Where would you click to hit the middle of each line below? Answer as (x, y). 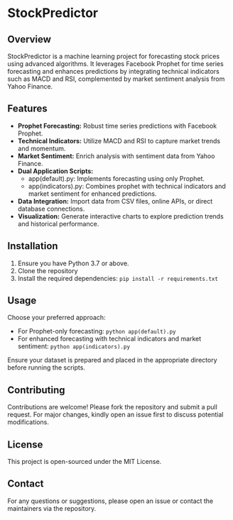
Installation (33, 246)
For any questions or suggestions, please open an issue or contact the (110, 501)
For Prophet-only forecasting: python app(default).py (97, 331)
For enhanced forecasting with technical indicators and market (109, 339)
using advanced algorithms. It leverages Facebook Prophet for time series (115, 64)
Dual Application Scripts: (55, 171)
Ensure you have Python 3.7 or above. (73, 263)
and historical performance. (58, 223)
